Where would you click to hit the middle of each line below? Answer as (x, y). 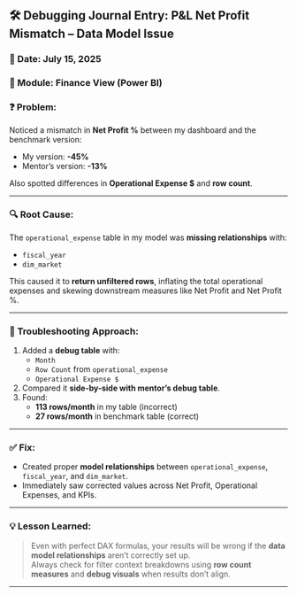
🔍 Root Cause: (42, 214)
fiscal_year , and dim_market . (75, 476)
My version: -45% (55, 156)
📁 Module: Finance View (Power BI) (86, 83)
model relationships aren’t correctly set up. (110, 555)
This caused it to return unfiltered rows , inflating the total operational (136, 281)
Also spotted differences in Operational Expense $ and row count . (131, 183)
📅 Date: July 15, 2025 (55, 59)
